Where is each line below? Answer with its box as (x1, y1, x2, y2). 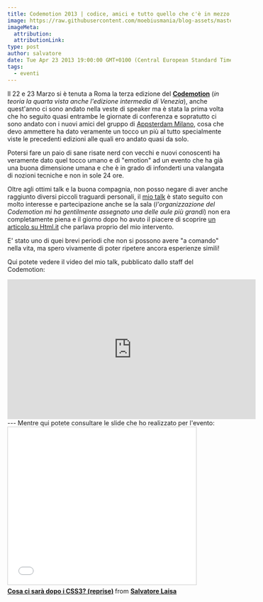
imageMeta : (7, 23, 40, 31)
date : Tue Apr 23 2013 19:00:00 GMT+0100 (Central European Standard (7, 57, 218, 64)
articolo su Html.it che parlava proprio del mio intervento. (7, 222, 174, 231)
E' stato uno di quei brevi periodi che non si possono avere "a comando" (7, 236, 219, 245)
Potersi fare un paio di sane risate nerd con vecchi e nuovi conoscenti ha (7, 148, 220, 157)
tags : (7, 63, 23, 70)
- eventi (13, 70, 40, 77)
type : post (7, 43, 40, 50)
